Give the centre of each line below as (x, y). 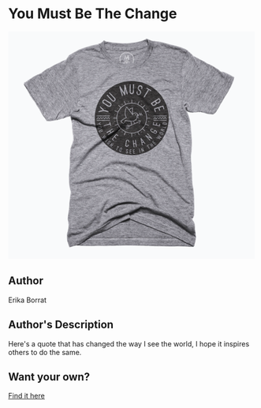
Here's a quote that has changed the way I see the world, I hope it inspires (129, 343)
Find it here (26, 396)
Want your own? (49, 377)
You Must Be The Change (93, 14)
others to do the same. (45, 352)
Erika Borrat (28, 300)
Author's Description (61, 325)
